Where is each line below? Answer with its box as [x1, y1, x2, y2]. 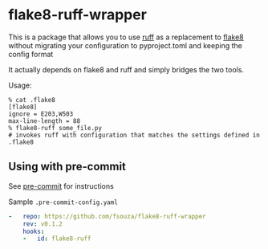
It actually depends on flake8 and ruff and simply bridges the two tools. [8, 64, 245, 74]
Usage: [8, 80, 32, 90]
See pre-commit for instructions [8, 181, 114, 190]
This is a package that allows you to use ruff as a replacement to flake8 [8, 32, 245, 42]
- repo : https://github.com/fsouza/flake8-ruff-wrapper [8, 212, 206, 220]
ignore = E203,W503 [8, 110, 74, 118]
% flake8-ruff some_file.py [8, 124, 103, 132]
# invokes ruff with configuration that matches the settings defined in [8, 131, 261, 139]
